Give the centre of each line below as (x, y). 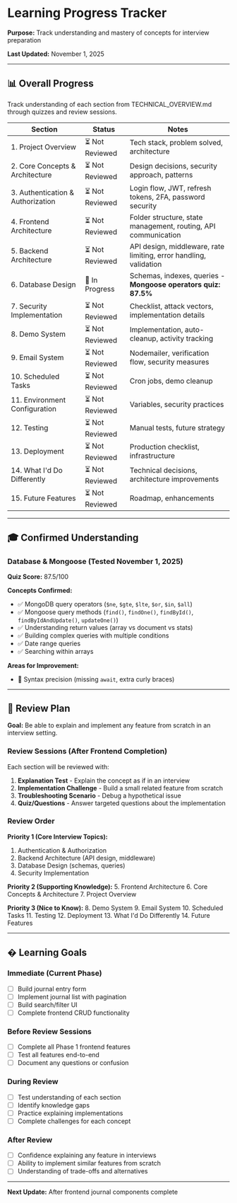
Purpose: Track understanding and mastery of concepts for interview (108, 33)
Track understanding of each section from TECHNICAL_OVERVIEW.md (110, 104)
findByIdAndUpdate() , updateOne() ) (68, 620)
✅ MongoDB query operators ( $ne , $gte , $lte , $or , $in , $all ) (105, 604)
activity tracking (187, 339)
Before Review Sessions (49, 1031)
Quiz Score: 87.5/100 (38, 577)
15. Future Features (43, 498)
